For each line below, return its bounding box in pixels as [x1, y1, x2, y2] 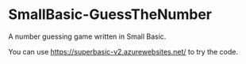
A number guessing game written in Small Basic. [8, 32, 167, 41]
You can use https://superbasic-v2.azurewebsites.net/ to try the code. [8, 47, 239, 56]
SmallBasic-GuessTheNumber [8, 6, 213, 24]
